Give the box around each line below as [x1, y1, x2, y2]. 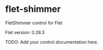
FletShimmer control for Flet [5, 20, 63, 26]
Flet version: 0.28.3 [5, 29, 45, 35]
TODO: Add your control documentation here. [5, 39, 99, 45]
